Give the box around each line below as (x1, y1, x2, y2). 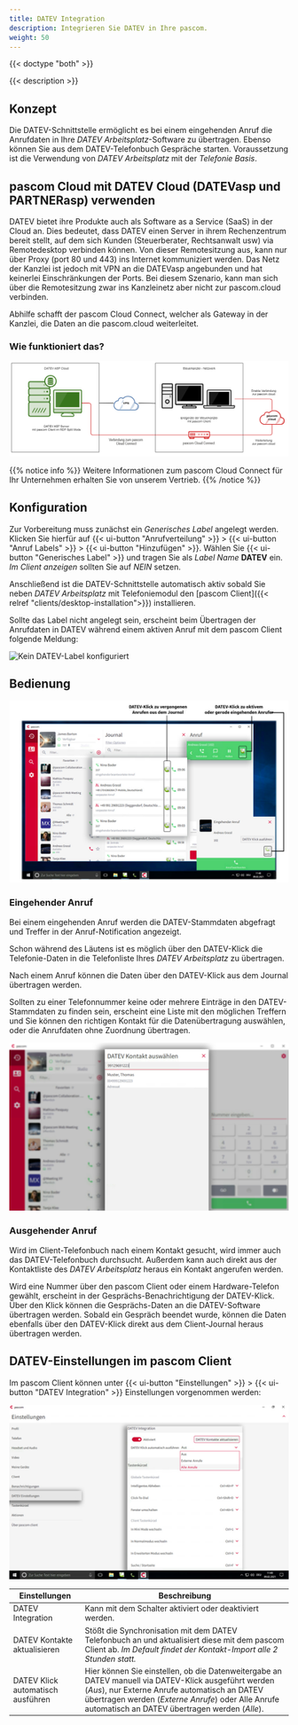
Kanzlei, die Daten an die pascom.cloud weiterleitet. (9, 318, 200, 328)
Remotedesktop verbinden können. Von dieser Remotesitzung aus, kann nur (9, 245, 287, 255)
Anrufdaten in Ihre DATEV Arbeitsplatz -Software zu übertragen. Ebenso (9, 134, 271, 145)
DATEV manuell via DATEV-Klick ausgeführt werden (84, 1674, 275, 1685)
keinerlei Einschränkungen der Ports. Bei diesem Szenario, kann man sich (9, 273, 278, 283)
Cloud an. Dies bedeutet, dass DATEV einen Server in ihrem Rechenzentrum (9, 226, 286, 236)
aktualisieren (12, 1643, 60, 1654)
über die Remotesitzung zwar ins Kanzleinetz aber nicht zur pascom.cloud (9, 282, 281, 293)
